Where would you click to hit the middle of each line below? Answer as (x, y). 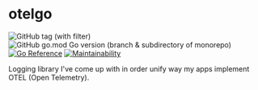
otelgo (30, 14)
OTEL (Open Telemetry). (49, 77)
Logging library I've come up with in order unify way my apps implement (129, 68)
